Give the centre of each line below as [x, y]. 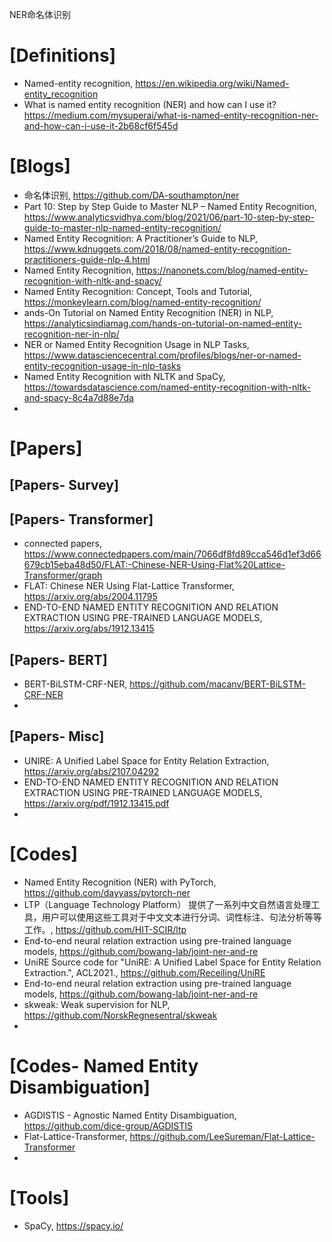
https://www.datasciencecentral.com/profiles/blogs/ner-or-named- [162, 355]
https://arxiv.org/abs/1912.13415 [89, 629]
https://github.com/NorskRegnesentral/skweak [120, 1015]
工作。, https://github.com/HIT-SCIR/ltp [105, 929]
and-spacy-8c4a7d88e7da [78, 397]
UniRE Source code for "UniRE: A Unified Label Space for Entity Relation [172, 962]
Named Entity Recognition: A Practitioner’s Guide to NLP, [140, 238]
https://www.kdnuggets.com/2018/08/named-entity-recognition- [157, 249]
